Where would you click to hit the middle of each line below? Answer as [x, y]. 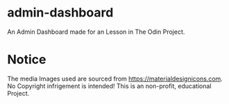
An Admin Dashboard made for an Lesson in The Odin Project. [96, 32]
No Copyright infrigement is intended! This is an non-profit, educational [109, 86]
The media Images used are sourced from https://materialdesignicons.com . [115, 79]
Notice [27, 60]
